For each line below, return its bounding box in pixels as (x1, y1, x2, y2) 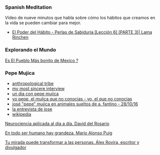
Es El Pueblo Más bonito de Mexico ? (5, 57, 79, 63)
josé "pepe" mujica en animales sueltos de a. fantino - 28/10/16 (12, 101, 138, 107)
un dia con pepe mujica (12, 91, 59, 97)
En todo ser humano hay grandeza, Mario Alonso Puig (5, 130, 113, 136)
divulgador (5, 144, 27, 150)
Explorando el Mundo (5, 46, 57, 53)
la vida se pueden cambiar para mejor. (5, 20, 81, 26)
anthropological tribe (12, 80, 54, 86)
